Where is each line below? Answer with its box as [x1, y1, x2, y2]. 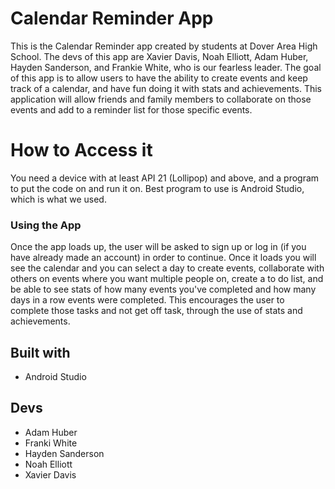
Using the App [10, 218, 82, 232]
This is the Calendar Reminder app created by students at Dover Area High [10, 40, 318, 52]
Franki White [24, 437, 78, 449]
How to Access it [10, 139, 153, 162]
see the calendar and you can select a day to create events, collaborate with [10, 262, 325, 274]
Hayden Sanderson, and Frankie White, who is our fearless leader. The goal [10, 61, 322, 73]
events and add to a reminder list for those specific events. [10, 103, 253, 116]
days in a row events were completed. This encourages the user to [10, 294, 285, 306]
